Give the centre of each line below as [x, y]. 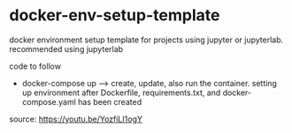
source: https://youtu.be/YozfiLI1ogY [76, 119]
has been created [110, 101]
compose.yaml [49, 101]
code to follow [35, 66]
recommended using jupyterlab [66, 48]
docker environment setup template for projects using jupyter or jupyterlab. [146, 40]
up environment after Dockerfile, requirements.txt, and [121, 92]
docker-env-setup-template [115, 15]
